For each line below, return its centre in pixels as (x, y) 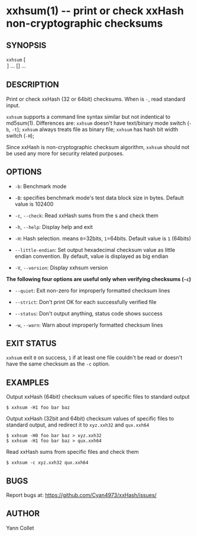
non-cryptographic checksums (85, 23)
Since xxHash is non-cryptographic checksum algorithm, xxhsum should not (98, 147)
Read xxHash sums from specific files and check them (72, 452)
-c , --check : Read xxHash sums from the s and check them (86, 215)
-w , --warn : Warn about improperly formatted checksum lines (89, 325)
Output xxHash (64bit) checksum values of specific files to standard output (98, 397)
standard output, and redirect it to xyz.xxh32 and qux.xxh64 (78, 425)
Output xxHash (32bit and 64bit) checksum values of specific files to (90, 419)
